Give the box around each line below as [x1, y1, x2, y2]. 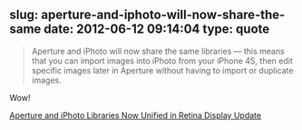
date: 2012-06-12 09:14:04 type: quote [44, 22, 270, 37]
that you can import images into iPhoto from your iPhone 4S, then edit [31, 55, 293, 66]
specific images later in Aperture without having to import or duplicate [31, 65, 294, 75]
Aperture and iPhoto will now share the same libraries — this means [31, 45, 286, 56]
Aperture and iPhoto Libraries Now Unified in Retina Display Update [9, 109, 261, 121]
